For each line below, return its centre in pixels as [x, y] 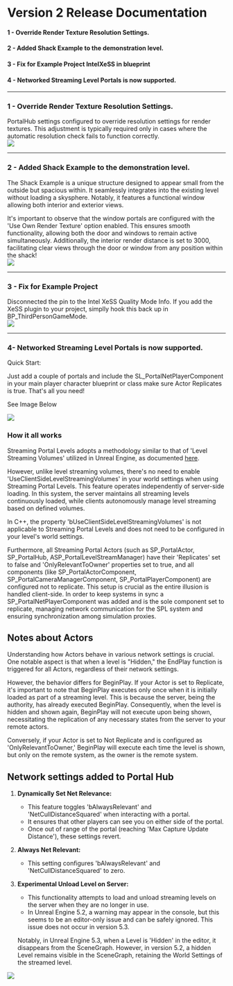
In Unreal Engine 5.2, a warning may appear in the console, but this [123, 913]
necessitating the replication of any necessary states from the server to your [116, 720]
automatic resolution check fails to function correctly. [83, 136]
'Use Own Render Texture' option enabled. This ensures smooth [99, 225]
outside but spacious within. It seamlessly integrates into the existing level [113, 190]
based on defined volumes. [46, 508]
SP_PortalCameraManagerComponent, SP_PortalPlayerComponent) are [109, 579]
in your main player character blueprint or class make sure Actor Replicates [115, 383]
